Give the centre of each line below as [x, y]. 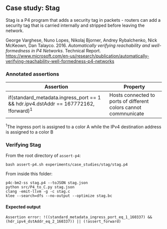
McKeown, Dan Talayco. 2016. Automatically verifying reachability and [78, 45]
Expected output [23, 207]
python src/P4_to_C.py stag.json [40, 187]
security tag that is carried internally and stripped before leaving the [75, 25]
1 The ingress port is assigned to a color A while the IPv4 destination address [83, 126]
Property [134, 87]
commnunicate [127, 114]
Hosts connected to [132, 95]
